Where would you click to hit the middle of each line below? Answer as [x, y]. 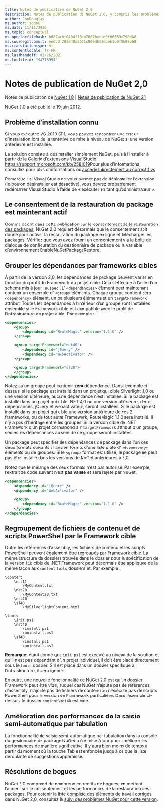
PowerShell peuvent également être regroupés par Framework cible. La [77, 553]
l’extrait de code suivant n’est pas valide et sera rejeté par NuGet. [71, 472]
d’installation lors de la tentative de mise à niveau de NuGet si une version [79, 139]
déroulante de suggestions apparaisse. [44, 756]
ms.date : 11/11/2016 [26, 28]
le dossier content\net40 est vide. [56, 701]
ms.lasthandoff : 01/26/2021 [34, 55]
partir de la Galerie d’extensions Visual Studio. [51, 159]
